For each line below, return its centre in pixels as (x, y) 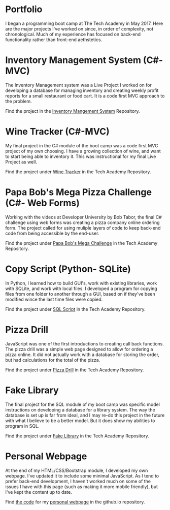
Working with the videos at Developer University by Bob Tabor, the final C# (84, 217)
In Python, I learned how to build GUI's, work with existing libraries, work (81, 283)
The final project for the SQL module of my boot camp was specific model (82, 404)
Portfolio (24, 9)
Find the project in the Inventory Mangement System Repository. (73, 111)
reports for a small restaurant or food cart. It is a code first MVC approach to (85, 95)
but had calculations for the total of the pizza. (53, 360)
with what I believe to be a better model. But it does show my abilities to (80, 421)
